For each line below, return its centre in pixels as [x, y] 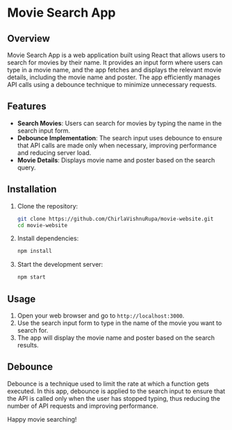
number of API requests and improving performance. [83, 406]
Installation [32, 189]
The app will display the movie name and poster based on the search [116, 338]
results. [28, 345]
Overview [29, 39]
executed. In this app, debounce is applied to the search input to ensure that [116, 391]
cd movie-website [42, 225]
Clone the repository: [48, 206]
